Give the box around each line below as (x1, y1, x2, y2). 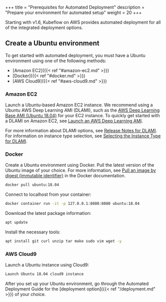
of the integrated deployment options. (5, 25, 83, 31)
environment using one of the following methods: (5, 58, 106, 64)
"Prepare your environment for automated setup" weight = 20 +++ (5, 10, 142, 16)
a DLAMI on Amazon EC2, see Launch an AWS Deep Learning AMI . (5, 118, 143, 124)
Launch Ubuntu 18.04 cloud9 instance (5, 271, 84, 277)
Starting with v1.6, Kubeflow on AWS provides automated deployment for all (5, 20, 161, 25)
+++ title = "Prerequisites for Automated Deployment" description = (5, 5, 145, 10)
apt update (5, 220, 28, 225)
